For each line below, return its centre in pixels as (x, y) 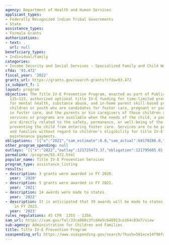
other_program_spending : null (37, 146)
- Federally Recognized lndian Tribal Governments (59, 19)
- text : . (16, 43)
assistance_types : (24, 29)
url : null (20, 47)
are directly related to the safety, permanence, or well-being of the (87, 122)
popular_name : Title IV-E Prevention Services (55, 159)
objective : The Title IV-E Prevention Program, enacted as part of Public (85, 94)
